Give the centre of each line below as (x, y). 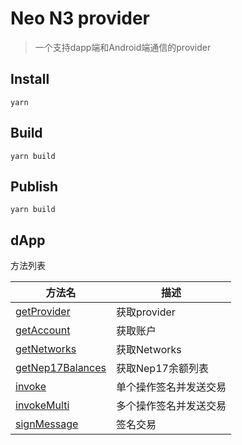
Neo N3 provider (80, 18)
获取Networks (148, 350)
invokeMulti (42, 405)
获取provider (145, 312)
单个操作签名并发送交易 (171, 387)
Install (30, 79)
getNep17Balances (61, 368)
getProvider (43, 312)
